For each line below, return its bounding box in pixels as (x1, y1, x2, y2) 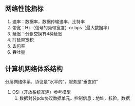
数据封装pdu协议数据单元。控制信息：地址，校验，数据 (19, 95, 130, 101)
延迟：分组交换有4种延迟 (12, 31, 62, 37)
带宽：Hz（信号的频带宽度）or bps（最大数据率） (12, 24, 112, 30)
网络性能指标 (5, 4, 44, 13)
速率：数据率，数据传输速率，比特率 (12, 19, 85, 24)
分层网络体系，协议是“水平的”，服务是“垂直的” (5, 79, 98, 85)
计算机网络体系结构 (5, 65, 63, 73)
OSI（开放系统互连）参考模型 (12, 89, 71, 95)
